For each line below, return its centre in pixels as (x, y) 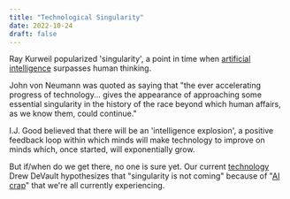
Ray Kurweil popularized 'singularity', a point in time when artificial (130, 59)
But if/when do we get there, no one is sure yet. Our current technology (139, 167)
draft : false (33, 34)
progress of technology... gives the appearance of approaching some (136, 95)
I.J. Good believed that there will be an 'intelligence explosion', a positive (141, 131)
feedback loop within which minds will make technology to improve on (137, 140)
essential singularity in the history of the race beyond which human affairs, (145, 104)
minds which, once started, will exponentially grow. (102, 149)
